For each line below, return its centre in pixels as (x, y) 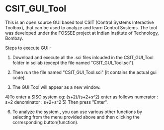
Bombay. (14, 38)
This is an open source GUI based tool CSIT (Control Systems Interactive (80, 22)
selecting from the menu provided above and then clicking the (76, 117)
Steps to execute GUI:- (29, 48)
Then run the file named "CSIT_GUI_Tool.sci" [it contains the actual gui (84, 72)
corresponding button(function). (45, 122)
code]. (19, 77)
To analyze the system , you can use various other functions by (77, 112)
